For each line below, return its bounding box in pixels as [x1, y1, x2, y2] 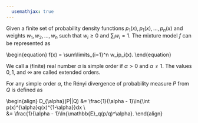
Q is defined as [6, 86, 43, 94]
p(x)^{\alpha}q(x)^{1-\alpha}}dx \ [6, 104, 85, 111]
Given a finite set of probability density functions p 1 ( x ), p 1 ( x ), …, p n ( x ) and [6, 25, 183, 33]
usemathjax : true [11, 8, 54, 15]
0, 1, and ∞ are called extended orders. [6, 69, 101, 76]
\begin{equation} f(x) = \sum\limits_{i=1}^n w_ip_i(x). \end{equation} [6, 51, 172, 59]
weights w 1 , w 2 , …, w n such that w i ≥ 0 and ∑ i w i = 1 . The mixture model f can [6, 32, 192, 41]
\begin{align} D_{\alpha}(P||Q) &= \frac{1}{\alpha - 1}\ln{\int [6, 98, 150, 105]
